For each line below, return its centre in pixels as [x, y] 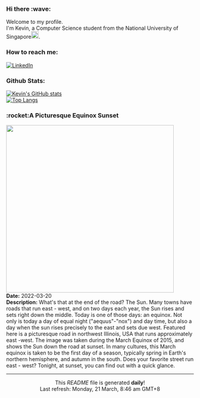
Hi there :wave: [29, 9]
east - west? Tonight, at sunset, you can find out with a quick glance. [91, 366]
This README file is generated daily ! [100, 383]
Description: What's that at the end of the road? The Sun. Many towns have [99, 302]
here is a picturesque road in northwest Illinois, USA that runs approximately [99, 334]
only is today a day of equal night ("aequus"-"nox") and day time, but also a [99, 321]
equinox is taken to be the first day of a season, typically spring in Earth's [96, 353]
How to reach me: [32, 52]
